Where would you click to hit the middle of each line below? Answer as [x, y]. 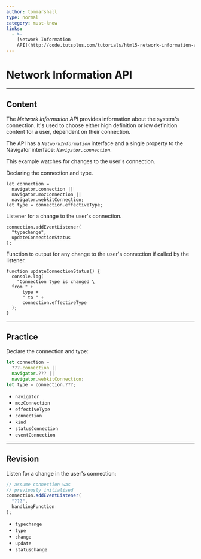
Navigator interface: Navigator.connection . [59, 149]
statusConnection [36, 429]
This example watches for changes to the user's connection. [81, 161]
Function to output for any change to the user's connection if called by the [98, 254]
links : [14, 28]
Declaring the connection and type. [50, 173]
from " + [22, 287]
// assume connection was [38, 484]
